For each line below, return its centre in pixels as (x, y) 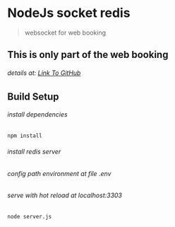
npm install (25, 136)
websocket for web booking (65, 33)
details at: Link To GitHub (44, 73)
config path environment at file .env (59, 173)
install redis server (34, 152)
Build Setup (33, 97)
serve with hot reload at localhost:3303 (65, 195)
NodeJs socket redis (69, 13)
